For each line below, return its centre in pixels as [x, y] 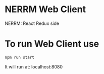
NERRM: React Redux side [32, 23]
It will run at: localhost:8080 [34, 66]
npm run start [20, 57]
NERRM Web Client [45, 9]
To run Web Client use [52, 44]
